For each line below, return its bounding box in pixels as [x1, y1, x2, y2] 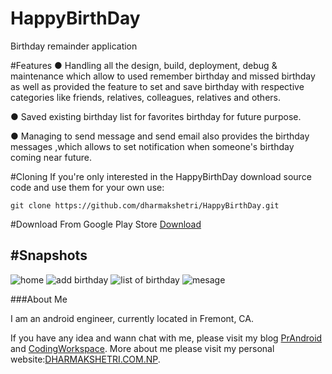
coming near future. [10, 151, 93, 163]
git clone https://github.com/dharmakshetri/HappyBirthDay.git [10, 200, 280, 211]
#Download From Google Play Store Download [10, 218, 202, 230]
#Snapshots [10, 247, 88, 264]
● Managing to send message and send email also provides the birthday [10, 130, 310, 142]
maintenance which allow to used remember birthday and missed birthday [10, 70, 316, 82]
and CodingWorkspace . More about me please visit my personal [10, 342, 275, 354]
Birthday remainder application [10, 40, 138, 52]
